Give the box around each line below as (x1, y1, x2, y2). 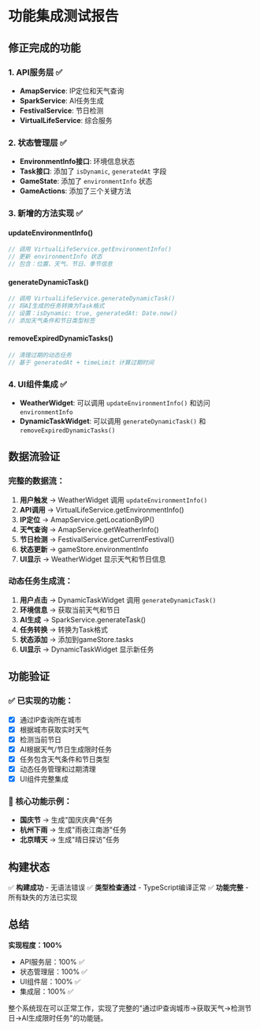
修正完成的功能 (8, 41, 81, 54)
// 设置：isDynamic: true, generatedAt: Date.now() (8, 309, 178, 317)
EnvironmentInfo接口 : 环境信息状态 (19, 157, 136, 166)
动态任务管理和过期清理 (19, 764, 96, 774)
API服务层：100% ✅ (19, 957, 85, 966)
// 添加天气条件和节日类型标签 (8, 316, 96, 324)
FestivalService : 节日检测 (19, 106, 104, 115)
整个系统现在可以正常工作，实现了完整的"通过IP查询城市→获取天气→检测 (8, 1003, 245, 1013)
